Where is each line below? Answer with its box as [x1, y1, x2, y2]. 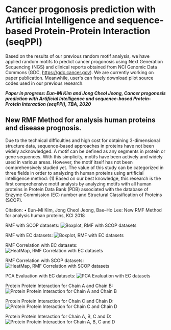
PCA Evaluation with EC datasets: [5, 272, 76, 279]
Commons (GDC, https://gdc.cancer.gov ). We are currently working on [5, 69, 154, 75]
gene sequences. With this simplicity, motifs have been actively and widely [5, 153, 163, 159]
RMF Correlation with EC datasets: [5, 242, 78, 248]
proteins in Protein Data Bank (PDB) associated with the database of [5, 186, 149, 192]
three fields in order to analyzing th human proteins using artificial [5, 170, 144, 176]
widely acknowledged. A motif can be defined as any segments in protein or [5, 148, 166, 154]
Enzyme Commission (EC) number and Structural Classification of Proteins [5, 192, 162, 198]
